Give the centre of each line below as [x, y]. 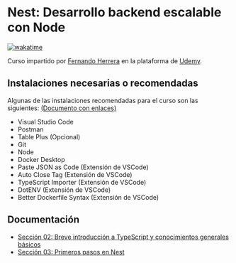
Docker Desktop [41, 159]
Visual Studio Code [46, 122]
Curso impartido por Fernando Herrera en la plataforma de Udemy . [105, 60]
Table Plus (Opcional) [49, 136]
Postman [30, 129]
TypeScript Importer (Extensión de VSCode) [82, 182]
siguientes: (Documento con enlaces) [62, 108]
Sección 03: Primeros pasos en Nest [71, 252]
